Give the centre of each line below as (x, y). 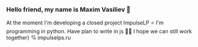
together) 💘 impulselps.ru (39, 37)
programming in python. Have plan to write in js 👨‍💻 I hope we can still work (99, 32)
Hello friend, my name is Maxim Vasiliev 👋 (69, 10)
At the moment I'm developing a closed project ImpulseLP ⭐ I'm (85, 23)
